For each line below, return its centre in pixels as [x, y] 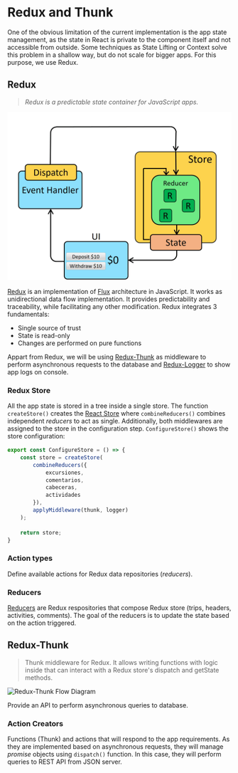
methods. [39, 678]
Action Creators [36, 723]
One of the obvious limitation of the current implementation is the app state [117, 32]
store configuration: [36, 436]
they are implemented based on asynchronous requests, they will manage [115, 747]
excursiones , [64, 473]
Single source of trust [49, 327]
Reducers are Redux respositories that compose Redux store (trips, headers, [119, 608]
